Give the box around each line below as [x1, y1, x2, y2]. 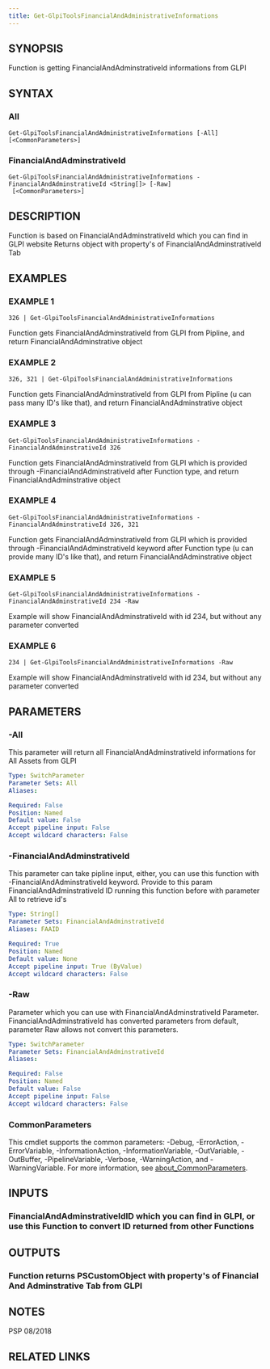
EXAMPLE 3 [8, 418, 57, 429]
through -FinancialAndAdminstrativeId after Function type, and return [8, 466, 239, 476]
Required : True [8, 940, 60, 948]
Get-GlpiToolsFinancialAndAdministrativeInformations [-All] [8, 129, 219, 137]
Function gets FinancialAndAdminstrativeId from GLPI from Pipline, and [8, 328, 245, 338]
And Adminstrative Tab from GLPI [8, 1280, 143, 1291]
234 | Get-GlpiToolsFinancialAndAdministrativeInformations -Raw [8, 659, 233, 667]
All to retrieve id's [8, 895, 67, 904]
